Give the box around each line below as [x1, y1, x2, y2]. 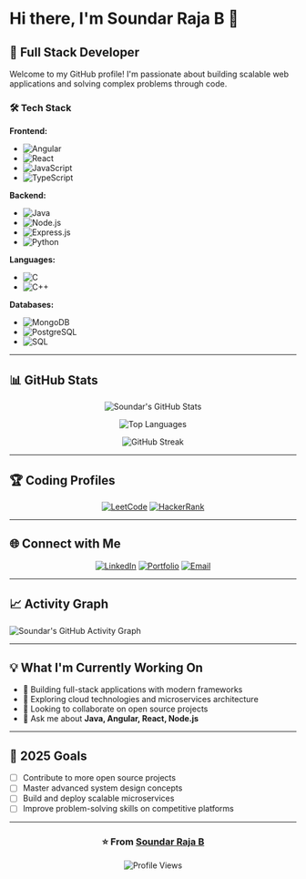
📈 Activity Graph [9, 597, 109, 612]
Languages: [9, 254, 56, 265]
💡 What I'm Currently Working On [9, 659, 203, 675]
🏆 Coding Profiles [9, 473, 116, 488]
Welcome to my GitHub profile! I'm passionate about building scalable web [9, 68, 290, 79]
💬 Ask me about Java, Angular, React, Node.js [22, 713, 199, 724]
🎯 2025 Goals [9, 748, 87, 763]
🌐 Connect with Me [9, 537, 121, 552]
